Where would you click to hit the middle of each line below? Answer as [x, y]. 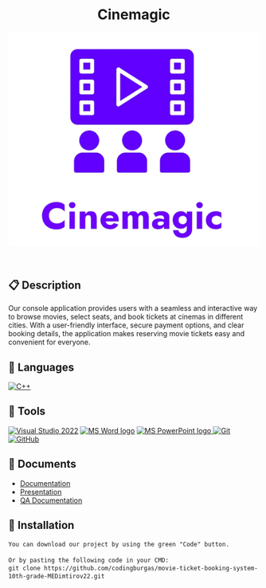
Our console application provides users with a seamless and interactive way [133, 308]
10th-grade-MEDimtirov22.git [57, 576]
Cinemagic [134, 15]
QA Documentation [51, 500]
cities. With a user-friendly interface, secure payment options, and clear [126, 325]
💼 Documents [43, 464]
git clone [25, 568]
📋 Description [45, 285]
